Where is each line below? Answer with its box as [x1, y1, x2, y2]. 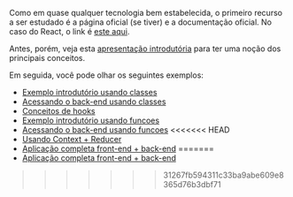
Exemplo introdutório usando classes [21, 87, 158, 97]
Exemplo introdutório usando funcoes [21, 115, 160, 125]
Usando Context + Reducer [21, 134, 122, 144]
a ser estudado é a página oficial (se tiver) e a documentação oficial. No [9, 17, 273, 27]
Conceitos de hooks [21, 106, 96, 116]
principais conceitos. [9, 53, 86, 63]
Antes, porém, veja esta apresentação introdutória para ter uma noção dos [9, 43, 281, 54]
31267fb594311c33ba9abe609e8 [163, 170, 285, 180]
